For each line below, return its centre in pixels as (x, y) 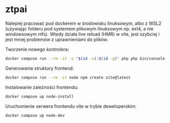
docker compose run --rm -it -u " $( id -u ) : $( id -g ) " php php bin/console (85, 58)
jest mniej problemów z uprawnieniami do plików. (57, 39)
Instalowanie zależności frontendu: (42, 87)
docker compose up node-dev (35, 115)
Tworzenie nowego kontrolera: (37, 49)
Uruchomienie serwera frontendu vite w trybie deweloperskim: (71, 106)
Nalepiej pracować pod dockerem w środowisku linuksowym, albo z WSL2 (83, 23)
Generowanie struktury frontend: (40, 68)
